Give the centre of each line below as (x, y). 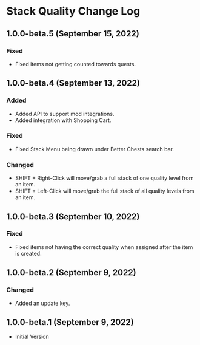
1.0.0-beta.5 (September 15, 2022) (73, 34)
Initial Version (32, 337)
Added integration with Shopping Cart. (63, 120)
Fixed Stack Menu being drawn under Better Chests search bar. (94, 149)
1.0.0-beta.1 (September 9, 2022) (70, 322)
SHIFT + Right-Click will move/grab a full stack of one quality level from (104, 178)
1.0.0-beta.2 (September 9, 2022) (71, 272)
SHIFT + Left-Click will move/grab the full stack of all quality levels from (105, 191)
